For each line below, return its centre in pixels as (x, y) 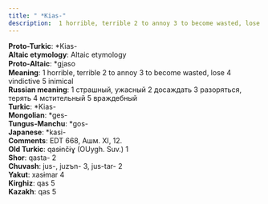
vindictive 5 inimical (41, 81)
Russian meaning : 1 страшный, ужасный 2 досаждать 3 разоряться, (125, 90)
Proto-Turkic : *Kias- (43, 46)
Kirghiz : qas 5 (32, 183)
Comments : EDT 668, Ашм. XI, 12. (65, 140)
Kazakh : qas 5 (32, 191)
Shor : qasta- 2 (32, 158)
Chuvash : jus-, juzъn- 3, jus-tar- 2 (65, 166)
